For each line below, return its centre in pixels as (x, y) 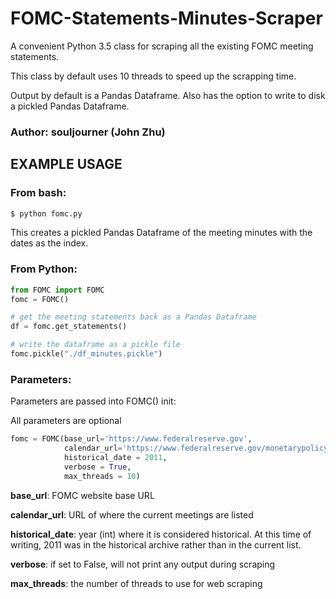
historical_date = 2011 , (115, 458)
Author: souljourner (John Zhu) (88, 132)
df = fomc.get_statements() (69, 327)
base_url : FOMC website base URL (82, 495)
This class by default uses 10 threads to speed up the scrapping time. (153, 76)
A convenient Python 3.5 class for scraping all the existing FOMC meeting (162, 46)
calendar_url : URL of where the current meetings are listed (132, 514)
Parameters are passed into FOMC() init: (93, 401)
